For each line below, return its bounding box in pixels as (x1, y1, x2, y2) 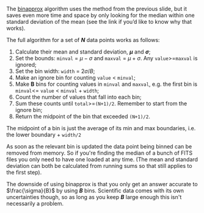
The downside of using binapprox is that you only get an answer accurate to (6, 181, 198, 187)
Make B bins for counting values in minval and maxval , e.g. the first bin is (15, 80, 197, 88)
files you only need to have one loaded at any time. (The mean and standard (6, 156, 199, 163)
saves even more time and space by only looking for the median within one (6, 12, 195, 19)
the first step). (6, 169, 42, 176)
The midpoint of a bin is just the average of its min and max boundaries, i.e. (6, 125, 196, 131)
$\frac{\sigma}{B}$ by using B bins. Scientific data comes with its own (6, 187, 184, 194)
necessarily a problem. (6, 200, 64, 207)
